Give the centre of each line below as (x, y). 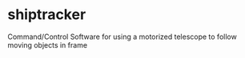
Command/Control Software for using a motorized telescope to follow (122, 37)
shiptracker (47, 15)
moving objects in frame (48, 44)
